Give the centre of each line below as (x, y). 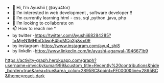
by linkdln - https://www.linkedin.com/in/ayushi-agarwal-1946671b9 (80, 51)
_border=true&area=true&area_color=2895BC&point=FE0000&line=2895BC (82, 71)
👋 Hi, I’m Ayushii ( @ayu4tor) (41, 8)
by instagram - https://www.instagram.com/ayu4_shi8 (66, 46)
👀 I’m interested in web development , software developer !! (72, 13)
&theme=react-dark (25, 76)
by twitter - (23, 35)
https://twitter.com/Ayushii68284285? (73, 35)
